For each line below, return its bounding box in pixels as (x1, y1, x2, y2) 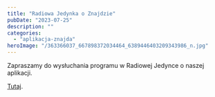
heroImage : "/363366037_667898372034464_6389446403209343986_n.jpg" (7, 42, 209, 49)
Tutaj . (7, 82, 24, 90)
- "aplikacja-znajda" (13, 36, 76, 43)
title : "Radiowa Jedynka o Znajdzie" (7, 10, 116, 17)
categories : (7, 29, 41, 37)
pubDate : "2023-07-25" (7, 17, 73, 24)
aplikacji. (7, 69, 32, 77)
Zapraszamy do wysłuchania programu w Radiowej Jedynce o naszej (7, 62, 205, 69)
